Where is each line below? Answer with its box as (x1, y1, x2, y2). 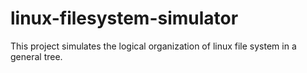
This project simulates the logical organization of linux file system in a (10, 40, 297, 52)
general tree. (10, 50, 63, 62)
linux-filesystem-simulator (10, 7, 239, 30)
